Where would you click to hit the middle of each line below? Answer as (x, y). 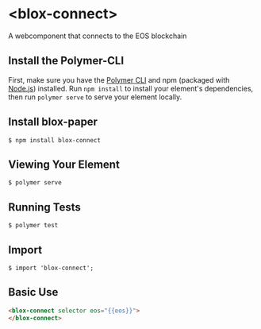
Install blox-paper (53, 122)
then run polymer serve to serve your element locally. (95, 97)
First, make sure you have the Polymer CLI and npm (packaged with (119, 79)
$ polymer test (33, 226)
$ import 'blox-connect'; (51, 268)
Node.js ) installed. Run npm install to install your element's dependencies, (131, 88)
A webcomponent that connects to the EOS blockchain (98, 36)
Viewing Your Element (64, 164)
